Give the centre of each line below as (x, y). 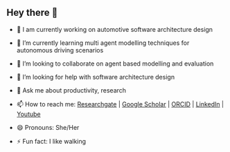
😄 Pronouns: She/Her (48, 127)
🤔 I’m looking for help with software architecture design (95, 77)
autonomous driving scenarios (60, 50)
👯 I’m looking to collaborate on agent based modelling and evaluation (115, 64)
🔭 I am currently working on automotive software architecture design (114, 29)
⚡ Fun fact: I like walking (51, 141)
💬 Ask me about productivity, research (71, 90)
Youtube (28, 114)
